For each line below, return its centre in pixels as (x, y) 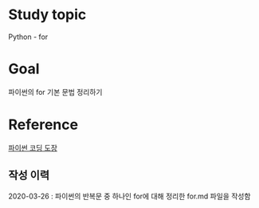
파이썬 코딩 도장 (33, 147)
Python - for (28, 37)
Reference (43, 125)
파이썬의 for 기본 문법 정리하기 (55, 92)
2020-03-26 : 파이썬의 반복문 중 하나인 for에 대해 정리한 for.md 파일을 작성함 (129, 196)
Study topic (47, 15)
